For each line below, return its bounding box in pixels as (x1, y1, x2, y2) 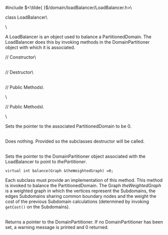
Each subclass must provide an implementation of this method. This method (5, 177, 163, 183)
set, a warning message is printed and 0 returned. (5, 224, 109, 230)
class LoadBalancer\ (5, 15, 48, 20)
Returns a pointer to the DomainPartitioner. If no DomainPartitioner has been (5, 219, 163, 225)
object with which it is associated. (5, 45, 75, 50)
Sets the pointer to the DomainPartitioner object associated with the (5, 153, 146, 159)
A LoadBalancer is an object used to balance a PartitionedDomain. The (5, 34, 152, 40)
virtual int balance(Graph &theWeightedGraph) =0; (5, 168, 114, 173)
